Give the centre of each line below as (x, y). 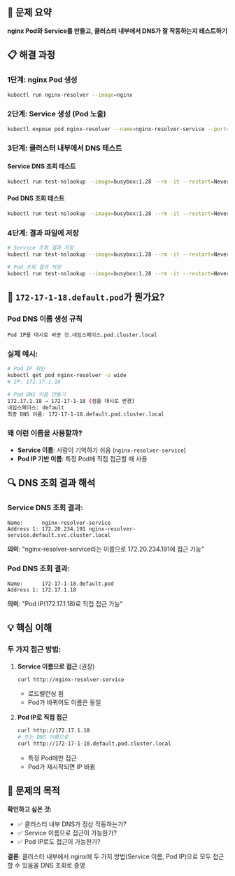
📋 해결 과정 (31, 55)
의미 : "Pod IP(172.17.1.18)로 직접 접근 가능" (65, 603)
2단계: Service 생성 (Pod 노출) (57, 114)
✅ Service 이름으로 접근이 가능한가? (67, 833)
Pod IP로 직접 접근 (42, 718)
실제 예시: (23, 354)
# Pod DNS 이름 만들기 (37, 395)
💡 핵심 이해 (30, 628)
